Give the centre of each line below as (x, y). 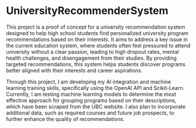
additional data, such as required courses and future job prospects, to (90, 113)
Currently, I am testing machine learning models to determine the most (91, 94)
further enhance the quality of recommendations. (65, 119)
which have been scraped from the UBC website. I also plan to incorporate (96, 106)
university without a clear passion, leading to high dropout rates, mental (93, 51)
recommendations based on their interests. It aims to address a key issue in (97, 39)
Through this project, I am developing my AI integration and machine (89, 82)
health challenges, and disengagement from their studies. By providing (92, 58)
